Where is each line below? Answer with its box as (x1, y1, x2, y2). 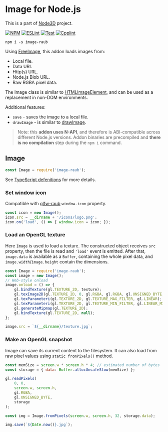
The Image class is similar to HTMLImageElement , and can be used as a (5, 89, 153, 95)
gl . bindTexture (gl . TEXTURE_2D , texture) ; (14, 287, 101, 292)
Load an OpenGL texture (5, 231, 66, 238)
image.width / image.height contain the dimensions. (5, 258, 109, 264)
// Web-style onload (5, 277, 48, 283)
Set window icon (5, 189, 46, 196)
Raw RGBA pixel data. (12, 79, 57, 85)
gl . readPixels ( (5, 376, 37, 381)
